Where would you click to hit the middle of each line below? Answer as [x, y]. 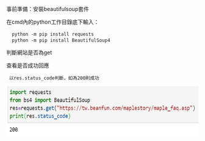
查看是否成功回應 [28, 65]
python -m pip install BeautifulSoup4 [61, 40]
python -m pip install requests [53, 34]
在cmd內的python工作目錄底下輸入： [53, 22]
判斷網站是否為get [29, 52]
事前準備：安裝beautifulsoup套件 [48, 9]
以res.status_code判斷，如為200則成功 [54, 78]
